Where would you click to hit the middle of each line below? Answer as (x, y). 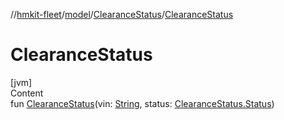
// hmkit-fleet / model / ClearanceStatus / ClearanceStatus (122, 14)
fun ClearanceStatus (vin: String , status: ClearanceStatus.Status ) (142, 103)
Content (27, 93)
